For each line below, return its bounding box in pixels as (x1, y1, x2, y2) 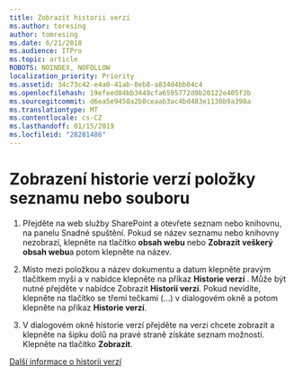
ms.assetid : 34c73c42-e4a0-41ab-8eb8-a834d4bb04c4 (9, 80, 203, 89)
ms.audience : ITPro (9, 47, 83, 56)
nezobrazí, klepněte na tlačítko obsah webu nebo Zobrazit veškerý (22, 237, 273, 247)
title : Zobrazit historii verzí (9, 13, 130, 22)
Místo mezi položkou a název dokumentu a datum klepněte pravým (22, 263, 272, 274)
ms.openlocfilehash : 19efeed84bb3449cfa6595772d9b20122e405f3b (9, 88, 252, 97)
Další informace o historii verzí (9, 356, 122, 367)
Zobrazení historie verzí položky (9, 169, 256, 190)
